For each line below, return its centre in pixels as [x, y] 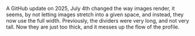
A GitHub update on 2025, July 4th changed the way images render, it [90, 8]
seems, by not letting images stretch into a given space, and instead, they [95, 15]
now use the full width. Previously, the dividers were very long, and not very [97, 21]
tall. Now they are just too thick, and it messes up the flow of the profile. [93, 27]
